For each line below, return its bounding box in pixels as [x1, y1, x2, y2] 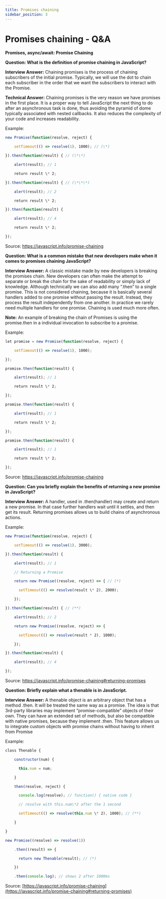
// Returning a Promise [14, 570, 64, 575]
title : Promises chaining [5, 7, 59, 12]
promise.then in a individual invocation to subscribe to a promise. [5, 319, 139, 325]
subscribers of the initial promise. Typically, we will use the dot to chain [5, 74, 152, 80]
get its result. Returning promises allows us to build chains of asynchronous [5, 509, 160, 515]
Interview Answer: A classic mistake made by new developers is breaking [5, 268, 158, 274]
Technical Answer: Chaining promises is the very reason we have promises [5, 95, 161, 101]
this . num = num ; [18, 766, 52, 771]
